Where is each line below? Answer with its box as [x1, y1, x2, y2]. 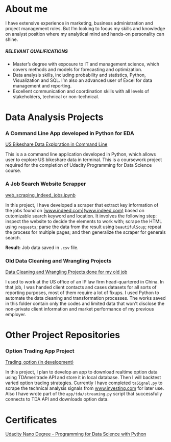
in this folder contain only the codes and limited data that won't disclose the [5, 300, 165, 306]
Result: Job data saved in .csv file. [5, 244, 79, 251]
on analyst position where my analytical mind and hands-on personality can [5, 31, 164, 37]
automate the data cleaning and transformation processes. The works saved [5, 295, 166, 301]
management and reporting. [12, 82, 72, 89]
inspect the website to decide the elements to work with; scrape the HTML [5, 218, 162, 224]
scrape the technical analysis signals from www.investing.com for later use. [5, 385, 164, 391]
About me [5, 3, 48, 15]
